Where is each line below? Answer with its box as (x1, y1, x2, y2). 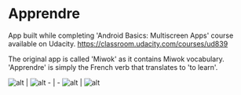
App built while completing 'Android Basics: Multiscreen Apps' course (8, 31, 234, 40)
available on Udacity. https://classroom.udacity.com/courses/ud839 (8, 38, 228, 48)
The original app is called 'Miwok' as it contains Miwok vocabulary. (8, 54, 225, 64)
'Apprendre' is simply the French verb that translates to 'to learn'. (8, 62, 218, 71)
